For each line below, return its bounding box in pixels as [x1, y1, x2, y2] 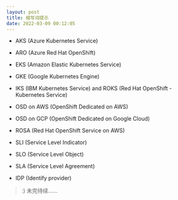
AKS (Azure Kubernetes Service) [15, 37, 98, 45]
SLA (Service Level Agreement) [15, 163, 95, 170]
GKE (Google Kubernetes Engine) [15, 73, 100, 80]
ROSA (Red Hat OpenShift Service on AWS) [15, 127, 125, 134]
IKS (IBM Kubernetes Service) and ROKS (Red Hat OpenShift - [15, 85, 172, 92]
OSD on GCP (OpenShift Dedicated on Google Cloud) [15, 115, 150, 123]
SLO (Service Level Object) [15, 151, 84, 158]
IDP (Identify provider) [15, 174, 72, 182]
